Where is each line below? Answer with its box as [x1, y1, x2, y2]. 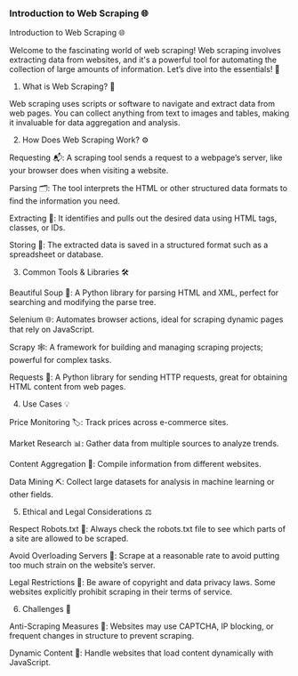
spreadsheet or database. [9, 249, 104, 260]
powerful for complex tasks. [9, 355, 112, 366]
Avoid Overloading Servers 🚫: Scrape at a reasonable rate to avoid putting [9, 551, 280, 561]
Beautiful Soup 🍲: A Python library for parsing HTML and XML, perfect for [9, 287, 279, 298]
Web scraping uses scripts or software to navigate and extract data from [9, 99, 276, 109]
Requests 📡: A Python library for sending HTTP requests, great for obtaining [9, 372, 287, 382]
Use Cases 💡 [21, 398, 70, 409]
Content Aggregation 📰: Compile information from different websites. [9, 459, 262, 470]
